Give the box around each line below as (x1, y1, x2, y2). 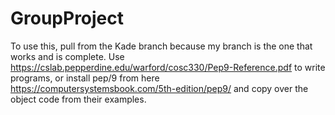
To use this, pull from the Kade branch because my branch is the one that (10, 40, 313, 52)
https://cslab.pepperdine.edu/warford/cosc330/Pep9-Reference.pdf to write (10, 61, 326, 73)
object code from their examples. (10, 93, 147, 105)
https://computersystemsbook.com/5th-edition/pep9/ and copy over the (10, 82, 309, 94)
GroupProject (10, 7, 125, 30)
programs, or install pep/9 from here (10, 72, 160, 84)
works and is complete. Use (10, 50, 125, 62)
